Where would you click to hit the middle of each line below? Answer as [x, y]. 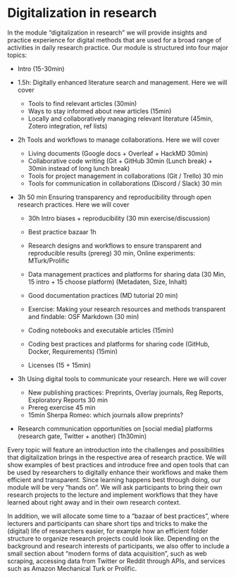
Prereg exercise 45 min [62, 407]
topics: [17, 55]
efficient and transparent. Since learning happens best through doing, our [114, 480]
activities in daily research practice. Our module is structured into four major [118, 47]
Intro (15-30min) [41, 68]
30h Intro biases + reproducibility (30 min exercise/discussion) [119, 218]
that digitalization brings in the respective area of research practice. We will [117, 457]
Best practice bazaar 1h [62, 231]
